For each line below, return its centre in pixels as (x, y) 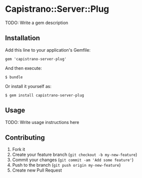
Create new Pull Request (37, 170)
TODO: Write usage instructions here (42, 122)
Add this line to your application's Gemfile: (48, 50)
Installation (23, 38)
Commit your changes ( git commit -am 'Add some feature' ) (73, 160)
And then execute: (24, 68)
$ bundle (14, 77)
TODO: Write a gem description (37, 23)
